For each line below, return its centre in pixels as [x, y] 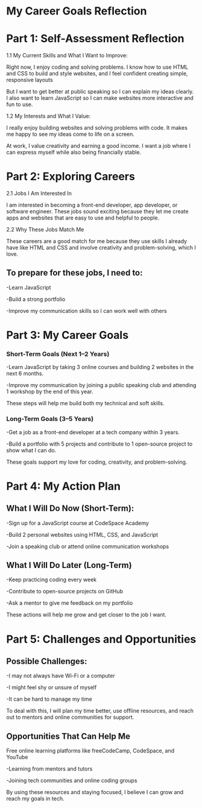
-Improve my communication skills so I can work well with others [87, 311]
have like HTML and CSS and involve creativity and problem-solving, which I [101, 248]
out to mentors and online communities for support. [70, 717]
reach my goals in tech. [35, 799]
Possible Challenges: [47, 661]
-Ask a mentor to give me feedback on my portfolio [70, 603]
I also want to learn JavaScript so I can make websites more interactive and [100, 98]
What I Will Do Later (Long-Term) [69, 565]
